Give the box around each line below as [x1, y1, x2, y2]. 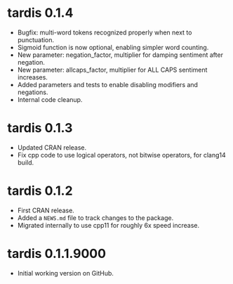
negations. [17, 88, 48, 96]
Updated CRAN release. [17, 143, 87, 152]
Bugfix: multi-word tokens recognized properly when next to [17, 28, 192, 37]
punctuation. [17, 35, 55, 44]
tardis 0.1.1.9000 [7, 246, 107, 262]
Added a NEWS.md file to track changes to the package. [17, 213, 174, 222]
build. [17, 158, 34, 167]
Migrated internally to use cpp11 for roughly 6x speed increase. [17, 221, 200, 229]
